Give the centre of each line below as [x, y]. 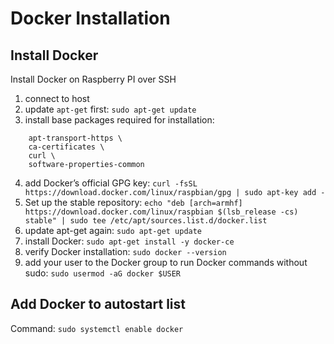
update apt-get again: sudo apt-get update [113, 230]
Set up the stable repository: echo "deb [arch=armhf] [133, 202]
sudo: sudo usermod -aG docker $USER [103, 273]
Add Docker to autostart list [98, 304]
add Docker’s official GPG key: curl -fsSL [111, 183]
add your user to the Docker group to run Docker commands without [166, 262]
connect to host [57, 98]
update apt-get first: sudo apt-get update [110, 109]
